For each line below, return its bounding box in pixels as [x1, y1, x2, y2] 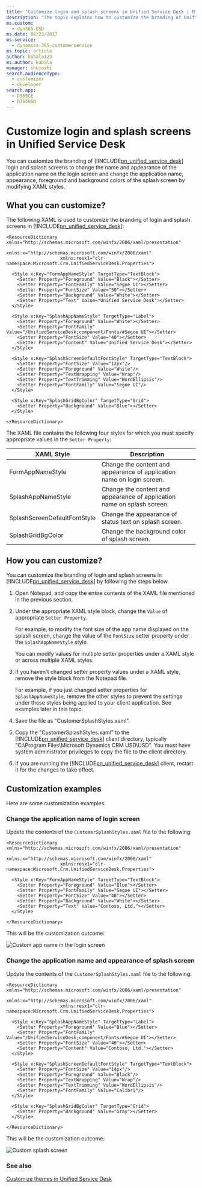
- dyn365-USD [11, 25, 44, 32]
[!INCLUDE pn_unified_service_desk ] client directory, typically [14, 735, 167, 743]
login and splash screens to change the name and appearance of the [6, 163, 177, 171]
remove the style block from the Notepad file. [14, 674, 128, 682]
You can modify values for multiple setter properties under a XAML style [14, 650, 194, 658]
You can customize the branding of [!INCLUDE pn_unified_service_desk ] [6, 157, 184, 165]
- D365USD [11, 98, 36, 104]
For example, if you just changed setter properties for [14, 687, 147, 694]
